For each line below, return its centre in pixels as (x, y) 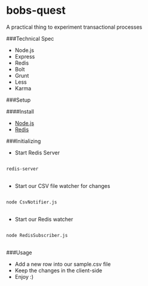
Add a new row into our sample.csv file (63, 264)
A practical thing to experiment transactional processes (74, 27)
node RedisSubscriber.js (37, 235)
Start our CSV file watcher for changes (62, 185)
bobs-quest (36, 10)
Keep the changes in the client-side (58, 270)
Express (25, 56)
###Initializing (24, 141)
